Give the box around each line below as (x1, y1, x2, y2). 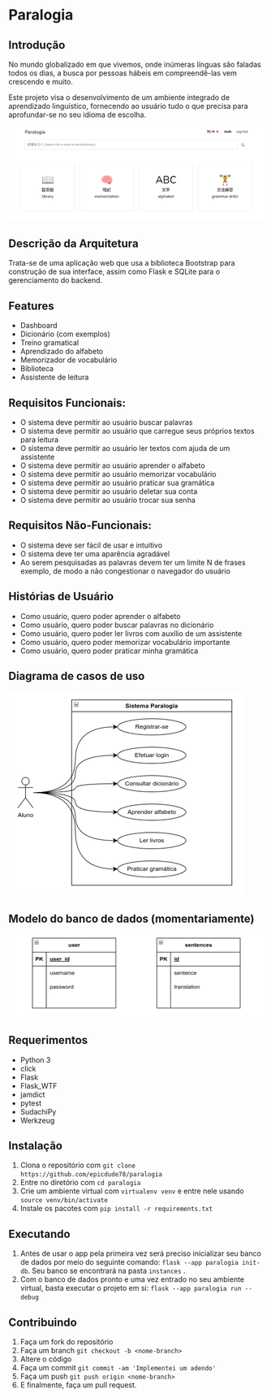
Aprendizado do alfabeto (19, 347, 104, 357)
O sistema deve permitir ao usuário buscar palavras (19, 417, 193, 427)
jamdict (19, 1089, 45, 1099)
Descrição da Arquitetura (8, 236, 140, 250)
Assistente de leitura (19, 372, 89, 383)
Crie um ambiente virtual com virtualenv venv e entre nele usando (19, 1186, 245, 1196)
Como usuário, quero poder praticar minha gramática (19, 646, 199, 656)
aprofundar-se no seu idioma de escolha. (8, 110, 147, 119)
